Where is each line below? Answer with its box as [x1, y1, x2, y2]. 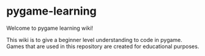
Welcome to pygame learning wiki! [6, 24, 94, 32]
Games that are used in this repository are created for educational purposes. [6, 43, 199, 50]
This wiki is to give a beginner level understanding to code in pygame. [6, 36, 182, 43]
